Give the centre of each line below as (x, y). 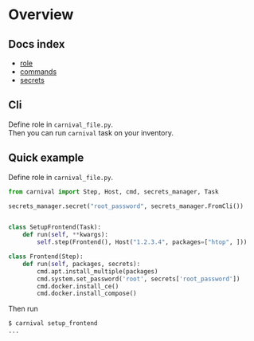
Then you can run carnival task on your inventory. (91, 132)
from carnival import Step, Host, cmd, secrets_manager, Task (113, 192)
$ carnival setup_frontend (53, 323)
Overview (41, 15)
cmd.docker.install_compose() (87, 294)
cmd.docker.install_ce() (78, 286)
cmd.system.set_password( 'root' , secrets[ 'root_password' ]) (139, 279)
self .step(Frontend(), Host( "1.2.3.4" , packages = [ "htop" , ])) (142, 242)
